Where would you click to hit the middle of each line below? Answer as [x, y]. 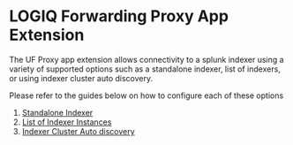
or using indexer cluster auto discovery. [81, 78]
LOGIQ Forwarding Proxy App [119, 16]
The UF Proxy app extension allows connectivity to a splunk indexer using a [146, 59]
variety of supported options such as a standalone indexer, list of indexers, [145, 69]
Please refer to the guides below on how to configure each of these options [146, 95]
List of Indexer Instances [67, 122]
